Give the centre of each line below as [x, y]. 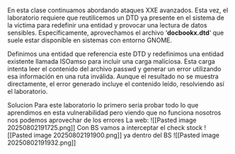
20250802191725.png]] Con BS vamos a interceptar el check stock [105, 128]
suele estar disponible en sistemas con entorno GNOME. [90, 40]
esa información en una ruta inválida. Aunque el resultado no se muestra [113, 76]
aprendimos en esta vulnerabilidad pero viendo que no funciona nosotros [114, 113]
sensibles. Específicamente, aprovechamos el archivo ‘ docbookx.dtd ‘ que [116, 32]
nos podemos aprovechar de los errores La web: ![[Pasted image [102, 120]
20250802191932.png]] [42, 143]
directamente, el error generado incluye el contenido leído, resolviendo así [116, 84]
